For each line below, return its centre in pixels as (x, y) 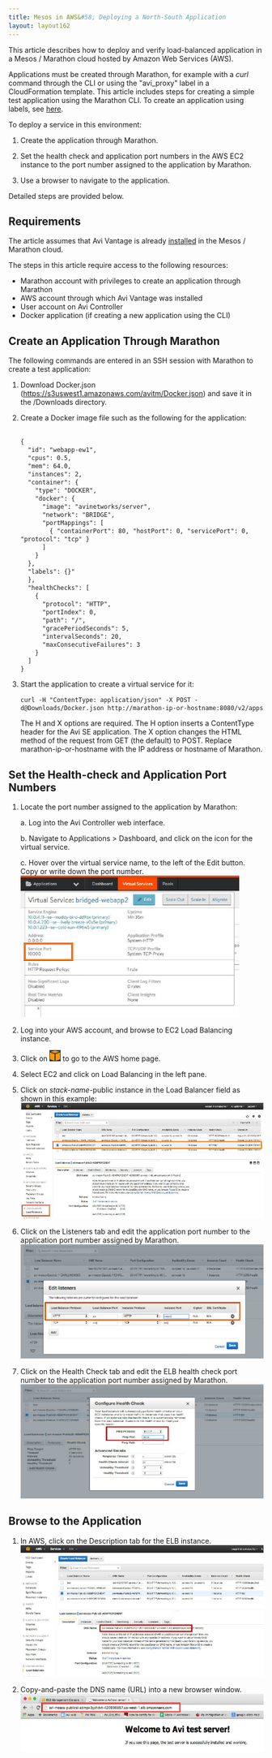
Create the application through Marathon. (89, 140)
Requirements (45, 221)
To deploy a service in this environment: (75, 124)
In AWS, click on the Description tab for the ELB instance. (116, 1540)
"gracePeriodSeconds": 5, (85, 629)
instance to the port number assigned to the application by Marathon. (136, 164)
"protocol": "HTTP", (76, 605)
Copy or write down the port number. (82, 871)
